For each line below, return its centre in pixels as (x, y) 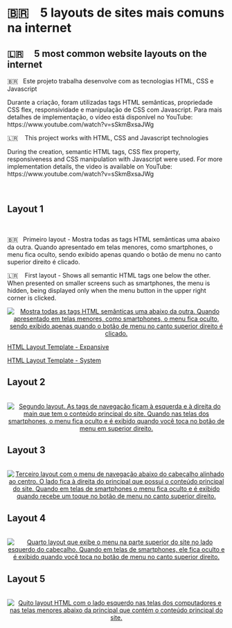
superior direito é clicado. (44, 262)
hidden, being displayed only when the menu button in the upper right (107, 290)
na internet (39, 28)
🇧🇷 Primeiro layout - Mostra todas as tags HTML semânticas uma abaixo (114, 239)
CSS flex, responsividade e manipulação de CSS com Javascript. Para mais (115, 110)
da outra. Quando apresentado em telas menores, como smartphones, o (110, 247)
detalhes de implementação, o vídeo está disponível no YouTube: (100, 117)
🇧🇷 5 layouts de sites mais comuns (116, 13)
